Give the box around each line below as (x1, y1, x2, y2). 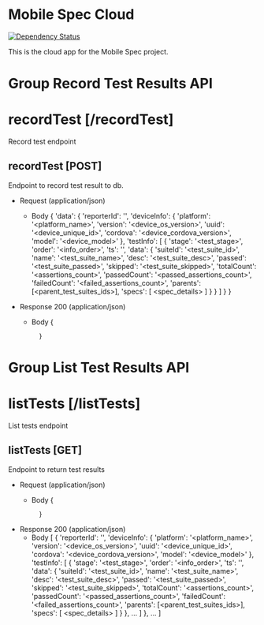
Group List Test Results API (8, 359, 190, 376)
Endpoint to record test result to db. (8, 180, 124, 190)
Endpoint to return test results (8, 464, 105, 474)
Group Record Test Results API (8, 75, 213, 92)
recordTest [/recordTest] (8, 110, 174, 129)
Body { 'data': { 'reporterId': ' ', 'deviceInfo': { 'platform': (31, 211, 211, 220)
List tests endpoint (8, 421, 69, 430)
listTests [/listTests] (8, 395, 141, 413)
